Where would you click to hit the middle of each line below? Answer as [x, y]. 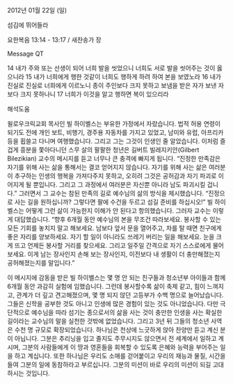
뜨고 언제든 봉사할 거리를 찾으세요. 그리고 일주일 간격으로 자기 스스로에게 [113, 245]
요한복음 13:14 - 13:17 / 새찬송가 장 [55, 40]
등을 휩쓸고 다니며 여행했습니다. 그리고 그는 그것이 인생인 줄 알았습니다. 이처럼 [113, 141]
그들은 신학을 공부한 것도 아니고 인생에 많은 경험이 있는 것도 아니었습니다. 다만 [113, 304]
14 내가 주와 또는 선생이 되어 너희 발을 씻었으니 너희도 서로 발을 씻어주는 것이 [111, 68]
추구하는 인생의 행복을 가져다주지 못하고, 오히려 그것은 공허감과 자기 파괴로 [115, 176]
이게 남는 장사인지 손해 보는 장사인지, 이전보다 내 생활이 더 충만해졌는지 [124, 254]
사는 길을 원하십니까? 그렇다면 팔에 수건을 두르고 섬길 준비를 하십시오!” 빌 [114, 202]
